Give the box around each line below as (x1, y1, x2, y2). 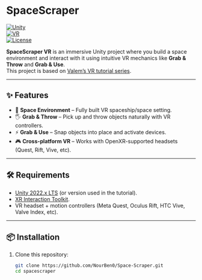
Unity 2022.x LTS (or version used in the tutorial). (14, 189, 137, 196)
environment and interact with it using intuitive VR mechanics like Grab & (6, 54, 186, 61)
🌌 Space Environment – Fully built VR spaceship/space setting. (14, 106, 173, 113)
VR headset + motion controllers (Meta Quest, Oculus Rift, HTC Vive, (14, 202, 185, 209)
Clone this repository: (14, 251, 69, 258)
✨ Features (6, 90, 49, 101)
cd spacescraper (14, 269, 56, 275)
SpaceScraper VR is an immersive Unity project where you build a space (6, 48, 188, 55)
